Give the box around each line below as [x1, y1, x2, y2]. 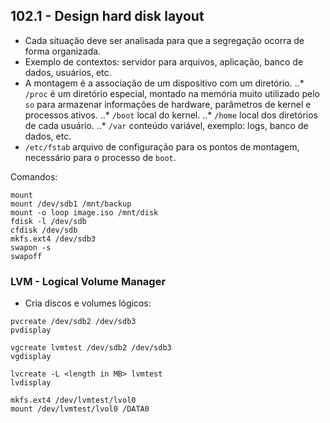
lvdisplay [10, 378, 52, 388]
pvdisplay [10, 325, 52, 336]
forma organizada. [24, 45, 102, 57]
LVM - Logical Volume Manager [10, 274, 167, 288]
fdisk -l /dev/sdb [10, 216, 87, 226]
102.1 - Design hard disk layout [10, 8, 205, 25]
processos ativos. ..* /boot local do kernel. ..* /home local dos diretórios [24, 109, 318, 121]
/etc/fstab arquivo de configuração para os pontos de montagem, [24, 140, 300, 153]
